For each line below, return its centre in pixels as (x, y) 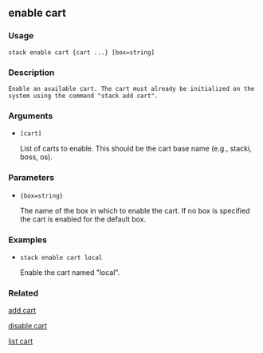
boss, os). (36, 157)
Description (31, 73)
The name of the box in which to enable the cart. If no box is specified (135, 210)
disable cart (28, 326)
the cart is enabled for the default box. (83, 219)
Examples (28, 240)
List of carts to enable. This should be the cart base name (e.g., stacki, (136, 149)
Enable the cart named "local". (70, 272)
